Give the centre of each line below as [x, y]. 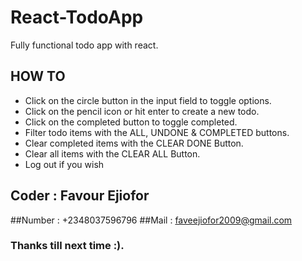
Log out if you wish [64, 164]
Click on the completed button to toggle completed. [131, 122]
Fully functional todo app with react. [84, 45]
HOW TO [38, 76]
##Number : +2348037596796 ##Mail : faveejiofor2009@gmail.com [151, 220]
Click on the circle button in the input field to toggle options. [148, 100]
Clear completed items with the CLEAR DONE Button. [134, 143]
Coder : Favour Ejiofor [80, 196]
